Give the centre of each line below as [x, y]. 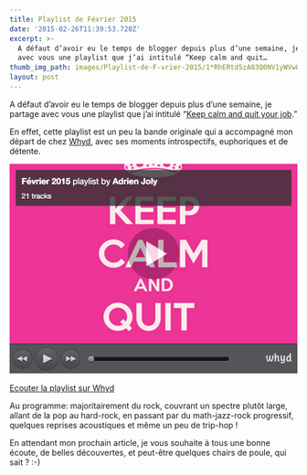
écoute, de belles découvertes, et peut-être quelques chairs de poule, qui [148, 453]
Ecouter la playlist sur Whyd [62, 388]
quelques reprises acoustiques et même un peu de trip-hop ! [124, 426]
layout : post [34, 78]
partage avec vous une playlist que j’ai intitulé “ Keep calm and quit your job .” [153, 113]
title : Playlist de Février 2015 [73, 19]
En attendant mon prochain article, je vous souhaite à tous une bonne [140, 443]
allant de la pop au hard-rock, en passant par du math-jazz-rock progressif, [152, 416]
